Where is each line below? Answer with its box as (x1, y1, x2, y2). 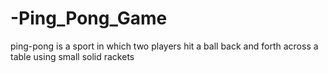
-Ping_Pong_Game (10, 7, 168, 30)
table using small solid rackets (10, 50, 135, 62)
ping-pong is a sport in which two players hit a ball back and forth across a (10, 40, 319, 52)
